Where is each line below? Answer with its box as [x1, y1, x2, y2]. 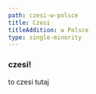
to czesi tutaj [8, 77, 49, 86]
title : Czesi [8, 19, 51, 27]
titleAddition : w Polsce [8, 26, 89, 34]
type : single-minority [8, 33, 82, 42]
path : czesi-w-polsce [8, 11, 79, 20]
